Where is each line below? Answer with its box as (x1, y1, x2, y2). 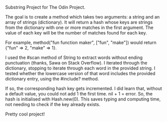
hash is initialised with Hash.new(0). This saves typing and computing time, (5, 96, 161, 102)
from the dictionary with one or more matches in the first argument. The (5, 24, 154, 30)
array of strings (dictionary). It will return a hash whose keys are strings (5, 19, 153, 25)
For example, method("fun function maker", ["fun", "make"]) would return (5, 39, 157, 45)
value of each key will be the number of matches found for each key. (5, 30, 147, 35)
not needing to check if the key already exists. (5, 101, 100, 107)
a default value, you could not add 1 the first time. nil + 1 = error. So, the (5, 91, 153, 96)
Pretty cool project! (5, 111, 45, 117)
